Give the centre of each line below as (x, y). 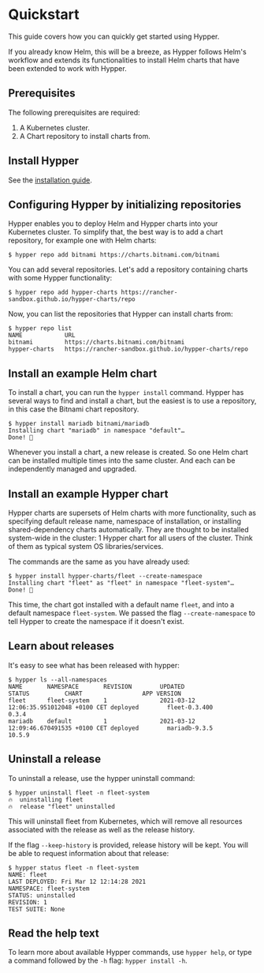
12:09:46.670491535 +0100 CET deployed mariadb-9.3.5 (111, 728)
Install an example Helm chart (83, 373)
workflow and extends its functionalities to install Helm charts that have (124, 60)
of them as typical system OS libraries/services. (86, 546)
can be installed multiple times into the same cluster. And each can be (122, 460)
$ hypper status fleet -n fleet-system (74, 868)
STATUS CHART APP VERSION (95, 693)
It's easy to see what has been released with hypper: (94, 665)
